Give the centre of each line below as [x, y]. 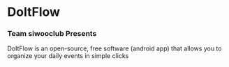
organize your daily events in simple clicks [68, 56]
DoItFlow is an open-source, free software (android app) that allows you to [114, 48]
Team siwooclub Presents [52, 34]
